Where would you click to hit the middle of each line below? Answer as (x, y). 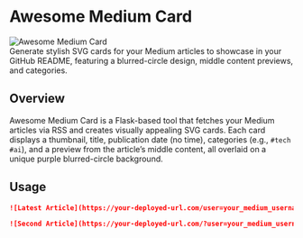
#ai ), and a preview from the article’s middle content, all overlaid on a (138, 149)
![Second (26, 224)
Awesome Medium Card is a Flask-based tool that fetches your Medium (142, 120)
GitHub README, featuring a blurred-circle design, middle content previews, (151, 60)
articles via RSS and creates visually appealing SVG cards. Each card (138, 130)
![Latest (26, 208)
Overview (37, 99)
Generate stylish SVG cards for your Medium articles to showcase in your (146, 50)
